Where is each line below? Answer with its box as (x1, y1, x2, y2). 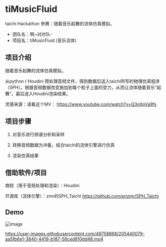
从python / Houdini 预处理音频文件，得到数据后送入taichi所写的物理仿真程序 (5, 78, 160, 84)
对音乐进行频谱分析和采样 (12, 131, 65, 137)
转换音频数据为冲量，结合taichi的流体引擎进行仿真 (12, 142, 115, 148)
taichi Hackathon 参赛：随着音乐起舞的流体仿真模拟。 (5, 20, 115, 26)
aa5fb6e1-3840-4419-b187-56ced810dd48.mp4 (5, 236, 104, 242)
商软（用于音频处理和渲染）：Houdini (5, 183, 80, 189)
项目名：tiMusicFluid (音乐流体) (12, 37, 77, 43)
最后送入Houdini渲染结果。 (15, 91, 71, 97)
